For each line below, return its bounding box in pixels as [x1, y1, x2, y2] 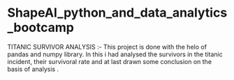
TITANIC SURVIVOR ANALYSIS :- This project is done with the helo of [7, 42, 207, 51]
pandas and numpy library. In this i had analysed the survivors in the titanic [7, 50, 223, 58]
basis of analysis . [7, 65, 59, 73]
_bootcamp [7, 19, 75, 35]
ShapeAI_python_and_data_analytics [7, 5, 228, 21]
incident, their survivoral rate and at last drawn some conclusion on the [7, 57, 212, 65]
